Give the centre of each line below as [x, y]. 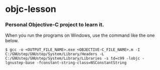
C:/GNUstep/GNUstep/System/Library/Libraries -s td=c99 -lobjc [73, 59]
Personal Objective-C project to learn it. [55, 25]
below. [12, 41]
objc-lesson [31, 9]
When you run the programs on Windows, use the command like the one [80, 35]
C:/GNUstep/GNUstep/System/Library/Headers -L [55, 54]
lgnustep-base [20, 63]
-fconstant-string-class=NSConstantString [82, 63]
